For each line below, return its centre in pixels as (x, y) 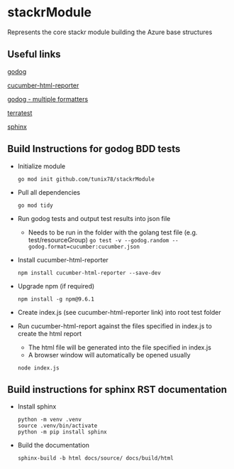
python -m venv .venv (49, 420)
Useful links (34, 54)
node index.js (38, 368)
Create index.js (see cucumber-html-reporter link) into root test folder (119, 312)
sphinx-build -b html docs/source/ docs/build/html (95, 458)
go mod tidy (35, 205)
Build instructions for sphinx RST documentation (117, 389)
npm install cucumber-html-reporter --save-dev (89, 273)
